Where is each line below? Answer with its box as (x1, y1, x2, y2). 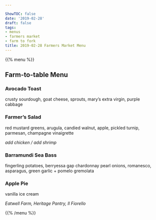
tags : (5, 25, 16, 30)
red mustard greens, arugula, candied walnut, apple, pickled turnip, (5, 125, 140, 131)
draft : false (5, 20, 32, 25)
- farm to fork (5, 39, 36, 44)
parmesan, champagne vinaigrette (5, 130, 74, 136)
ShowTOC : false (5, 11, 36, 16)
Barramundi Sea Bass (5, 152, 57, 159)
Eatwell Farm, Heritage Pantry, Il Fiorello (5, 200, 86, 206)
